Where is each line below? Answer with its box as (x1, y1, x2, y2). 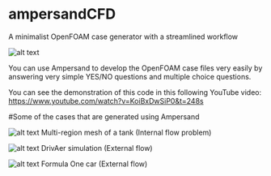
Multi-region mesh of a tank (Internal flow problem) (40, 127, 212, 137)
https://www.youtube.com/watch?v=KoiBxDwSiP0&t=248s (8, 96, 204, 105)
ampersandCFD (8, 5, 116, 24)
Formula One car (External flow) (40, 159, 148, 169)
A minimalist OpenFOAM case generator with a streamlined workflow (8, 32, 239, 41)
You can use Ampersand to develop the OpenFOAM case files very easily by (8, 62, 263, 73)
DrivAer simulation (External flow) (40, 143, 153, 152)
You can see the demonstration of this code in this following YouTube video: (8, 87, 262, 97)
